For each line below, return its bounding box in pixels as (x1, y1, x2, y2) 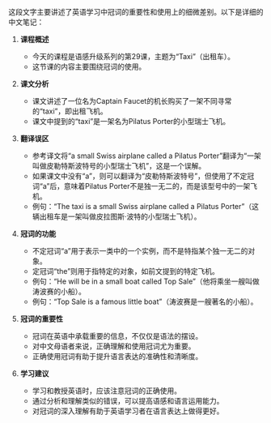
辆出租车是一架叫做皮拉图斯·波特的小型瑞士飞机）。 (32, 211, 201, 221)
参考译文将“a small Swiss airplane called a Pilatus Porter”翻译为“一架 (32, 151, 261, 160)
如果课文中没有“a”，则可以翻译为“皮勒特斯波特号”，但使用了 (32, 171, 233, 181)
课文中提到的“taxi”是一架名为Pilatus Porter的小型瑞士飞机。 (32, 117, 231, 126)
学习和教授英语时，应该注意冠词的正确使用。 (32, 386, 182, 395)
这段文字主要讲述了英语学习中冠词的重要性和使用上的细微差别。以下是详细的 (8, 7, 264, 16)
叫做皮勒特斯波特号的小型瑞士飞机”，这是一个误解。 (32, 161, 206, 170)
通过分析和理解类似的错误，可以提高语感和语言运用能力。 (32, 396, 224, 405)
